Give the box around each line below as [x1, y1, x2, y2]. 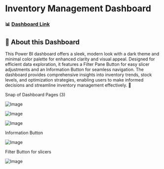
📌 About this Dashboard [5, 38, 80, 46]
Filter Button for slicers [5, 148, 52, 155]
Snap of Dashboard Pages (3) [5, 91, 66, 97]
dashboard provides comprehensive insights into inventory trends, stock [5, 72, 152, 78]
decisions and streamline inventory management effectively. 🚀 [5, 82, 131, 88]
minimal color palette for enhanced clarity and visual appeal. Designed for [5, 56, 155, 62]
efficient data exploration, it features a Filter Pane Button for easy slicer [5, 61, 150, 67]
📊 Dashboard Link [5, 21, 50, 28]
